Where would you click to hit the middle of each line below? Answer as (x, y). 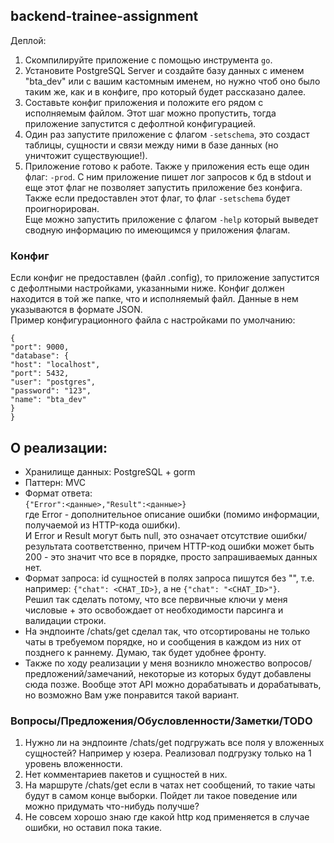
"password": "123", (51, 391)
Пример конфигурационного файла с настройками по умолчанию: (153, 320)
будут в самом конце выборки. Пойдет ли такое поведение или (161, 796)
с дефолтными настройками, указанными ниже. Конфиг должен (147, 288)
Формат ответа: (58, 493)
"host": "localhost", (55, 365)
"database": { (40, 356)
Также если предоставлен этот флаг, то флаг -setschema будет (157, 198)
